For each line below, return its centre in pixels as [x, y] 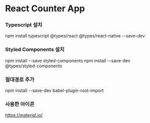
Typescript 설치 [24, 25]
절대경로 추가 [20, 79]
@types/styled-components [34, 66]
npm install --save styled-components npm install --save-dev [68, 61]
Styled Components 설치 [35, 50]
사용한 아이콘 [20, 104]
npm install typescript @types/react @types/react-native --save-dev [75, 36]
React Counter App [45, 9]
